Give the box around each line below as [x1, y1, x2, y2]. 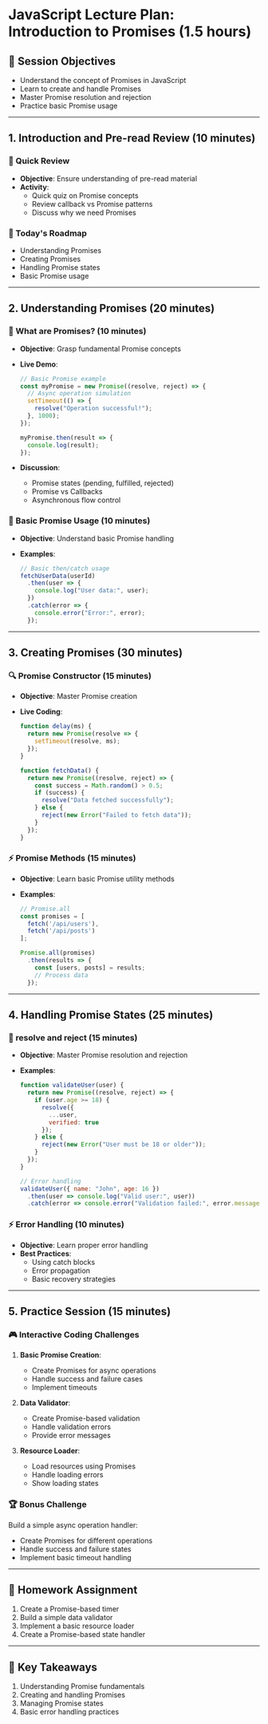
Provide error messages [31, 1431, 112, 1441]
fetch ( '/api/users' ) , [27, 920, 100, 928]
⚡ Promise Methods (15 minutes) [8, 853, 137, 864]
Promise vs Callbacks [31, 487, 103, 497]
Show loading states [31, 1479, 99, 1488]
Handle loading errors [31, 1470, 104, 1480]
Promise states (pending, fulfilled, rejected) [31, 478, 174, 488]
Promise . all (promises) [19, 949, 96, 957]
